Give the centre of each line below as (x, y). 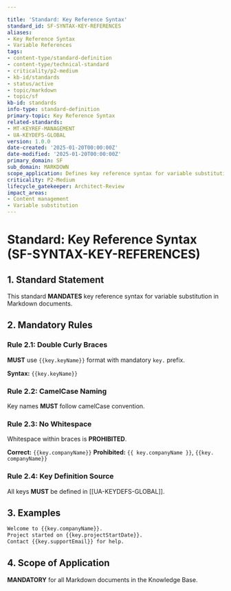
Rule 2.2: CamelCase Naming (57, 391)
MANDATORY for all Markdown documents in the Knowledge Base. (102, 579)
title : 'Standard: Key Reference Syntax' (67, 19)
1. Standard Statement (56, 280)
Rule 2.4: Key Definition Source (60, 477)
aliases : (20, 32)
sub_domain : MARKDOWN (38, 167)
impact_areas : (27, 193)
